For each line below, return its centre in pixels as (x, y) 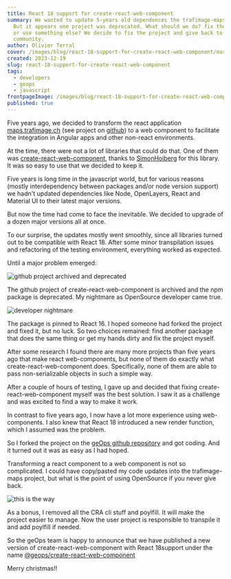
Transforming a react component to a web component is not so (97, 463)
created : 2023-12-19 (37, 59)
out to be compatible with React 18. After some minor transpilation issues (111, 242)
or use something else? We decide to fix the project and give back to (118, 33)
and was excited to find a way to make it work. (73, 401)
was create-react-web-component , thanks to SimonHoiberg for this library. (113, 158)
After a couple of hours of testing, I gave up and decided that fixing (102, 387)
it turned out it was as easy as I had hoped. (68, 450)
